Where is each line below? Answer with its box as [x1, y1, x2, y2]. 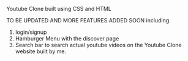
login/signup [15, 28, 47, 36]
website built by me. [15, 48, 66, 55]
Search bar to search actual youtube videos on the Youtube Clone [15, 42, 182, 48]
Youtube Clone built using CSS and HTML [6, 5, 111, 12]
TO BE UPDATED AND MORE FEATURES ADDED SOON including [6, 17, 170, 24]
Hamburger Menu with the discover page [15, 35, 119, 42]
